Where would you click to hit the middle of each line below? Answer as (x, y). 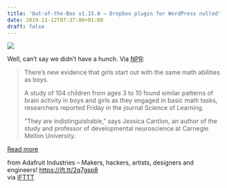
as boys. (36, 79)
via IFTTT (21, 178)
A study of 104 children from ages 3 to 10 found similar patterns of (119, 93)
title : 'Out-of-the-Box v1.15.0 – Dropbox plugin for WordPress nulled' (114, 13)
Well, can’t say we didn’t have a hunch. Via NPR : (76, 59)
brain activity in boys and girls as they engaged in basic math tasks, (121, 100)
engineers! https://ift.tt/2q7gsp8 (53, 170)
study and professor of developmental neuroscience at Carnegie (116, 129)
